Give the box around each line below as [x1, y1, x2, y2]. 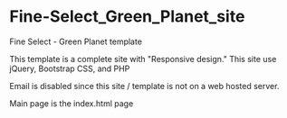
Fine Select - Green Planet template [9, 36, 143, 47]
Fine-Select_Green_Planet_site [9, 6, 245, 27]
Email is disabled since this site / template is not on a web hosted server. [9, 80, 280, 91]
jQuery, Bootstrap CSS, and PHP [9, 63, 130, 74]
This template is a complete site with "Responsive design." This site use [9, 53, 277, 64]
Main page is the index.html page [9, 97, 134, 109]
